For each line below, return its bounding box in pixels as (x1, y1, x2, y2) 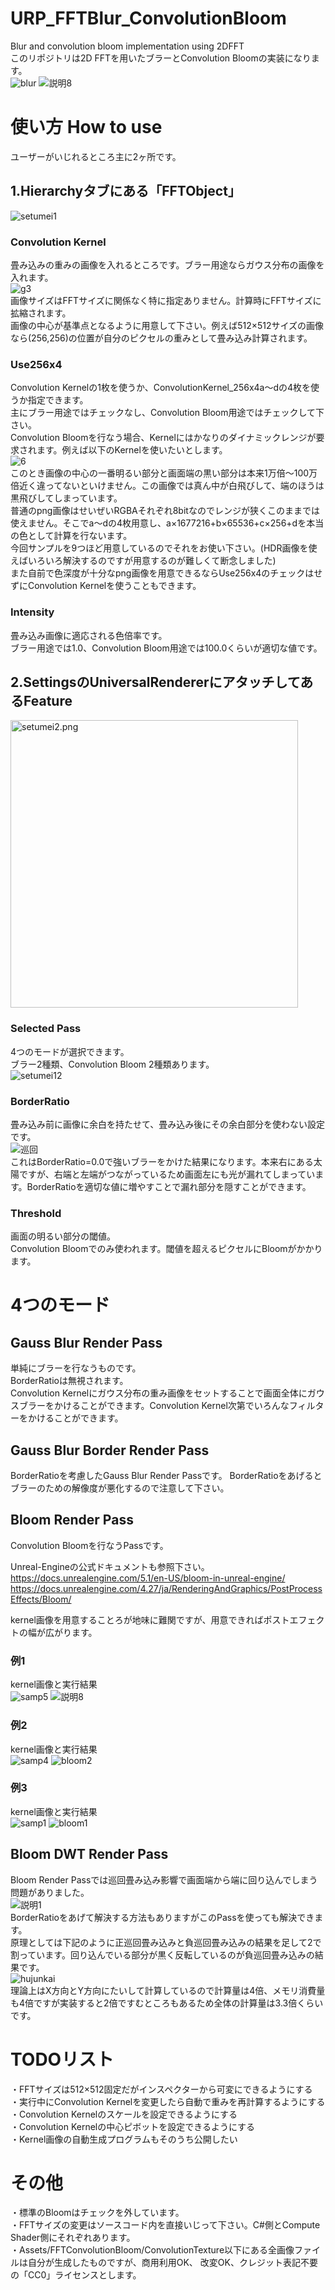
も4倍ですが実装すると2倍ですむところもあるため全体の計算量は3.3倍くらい (10, 1997, 324, 2009)
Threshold (10, 1206, 62, 1220)
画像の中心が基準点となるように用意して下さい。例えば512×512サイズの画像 (10, 319, 325, 331)
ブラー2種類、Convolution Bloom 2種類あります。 (10, 1058, 215, 1070)
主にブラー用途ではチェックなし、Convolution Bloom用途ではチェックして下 (10, 407, 325, 419)
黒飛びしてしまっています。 (10, 492, 123, 504)
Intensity (10, 605, 55, 619)
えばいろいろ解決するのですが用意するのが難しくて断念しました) (10, 555, 277, 567)
